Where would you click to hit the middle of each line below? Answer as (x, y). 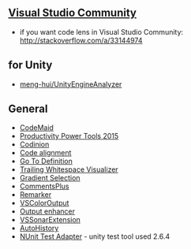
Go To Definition (46, 162)
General (28, 109)
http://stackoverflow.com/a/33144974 (81, 40)
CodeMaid (36, 128)
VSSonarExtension (50, 220)
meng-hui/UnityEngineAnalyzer (71, 84)
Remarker (36, 195)
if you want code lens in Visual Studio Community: (101, 32)
